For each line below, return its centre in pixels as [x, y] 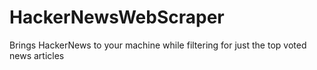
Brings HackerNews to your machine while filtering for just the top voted [158, 45]
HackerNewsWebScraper [117, 17]
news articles [37, 55]
